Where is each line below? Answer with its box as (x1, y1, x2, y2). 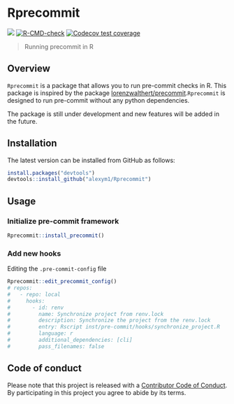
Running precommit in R (24, 42, 94, 50)
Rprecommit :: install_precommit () (7, 232, 105, 239)
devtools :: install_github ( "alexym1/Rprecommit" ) (7, 176, 152, 183)
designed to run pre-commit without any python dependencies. (7, 96, 190, 104)
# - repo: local (7, 291, 61, 298)
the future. (7, 117, 38, 125)
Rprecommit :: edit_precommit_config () (7, 278, 117, 285)
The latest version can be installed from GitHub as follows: (7, 156, 176, 164)
